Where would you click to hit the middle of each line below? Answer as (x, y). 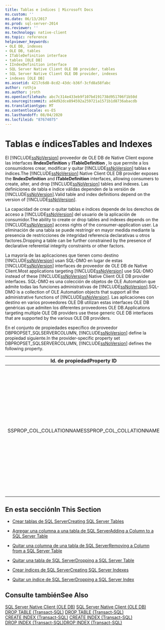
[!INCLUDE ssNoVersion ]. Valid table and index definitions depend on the (78, 194)
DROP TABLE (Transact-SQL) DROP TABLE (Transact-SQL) (65, 612)
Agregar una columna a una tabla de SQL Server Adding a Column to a (83, 531)
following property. (24, 348)
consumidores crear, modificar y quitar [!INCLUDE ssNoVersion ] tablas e (78, 168)
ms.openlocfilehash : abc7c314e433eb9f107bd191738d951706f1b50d (71, 97)
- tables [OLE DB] (24, 60)
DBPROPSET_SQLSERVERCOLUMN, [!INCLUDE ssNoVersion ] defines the (78, 343)
